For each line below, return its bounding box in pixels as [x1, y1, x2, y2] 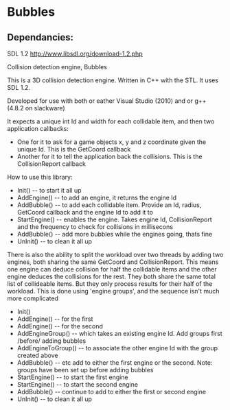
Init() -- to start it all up [16, 186, 82, 194]
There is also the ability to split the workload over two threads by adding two [7, 251, 224, 258]
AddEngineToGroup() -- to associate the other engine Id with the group [16, 344, 218, 352]
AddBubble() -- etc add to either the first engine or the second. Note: [16, 359, 213, 367]
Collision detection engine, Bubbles [7, 63, 108, 71]
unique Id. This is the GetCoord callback [16, 145, 131, 153]
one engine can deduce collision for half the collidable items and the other [7, 265, 218, 273]
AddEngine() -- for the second [16, 322, 103, 330]
